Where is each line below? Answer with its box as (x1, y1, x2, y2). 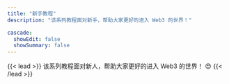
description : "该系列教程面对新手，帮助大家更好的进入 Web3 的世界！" (7, 17, 192, 24)
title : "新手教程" (7, 10, 57, 17)
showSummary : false (13, 42, 70, 49)
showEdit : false (13, 35, 61, 42)
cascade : (7, 29, 33, 36)
